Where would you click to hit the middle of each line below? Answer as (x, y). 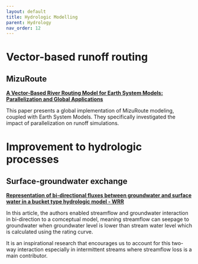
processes (33, 159)
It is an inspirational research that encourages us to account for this (88, 243)
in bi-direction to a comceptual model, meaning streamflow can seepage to (98, 219)
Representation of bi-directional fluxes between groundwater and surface (99, 196)
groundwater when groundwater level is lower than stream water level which (99, 226)
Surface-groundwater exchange (67, 181)
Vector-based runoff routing (77, 57)
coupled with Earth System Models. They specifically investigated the (91, 117)
